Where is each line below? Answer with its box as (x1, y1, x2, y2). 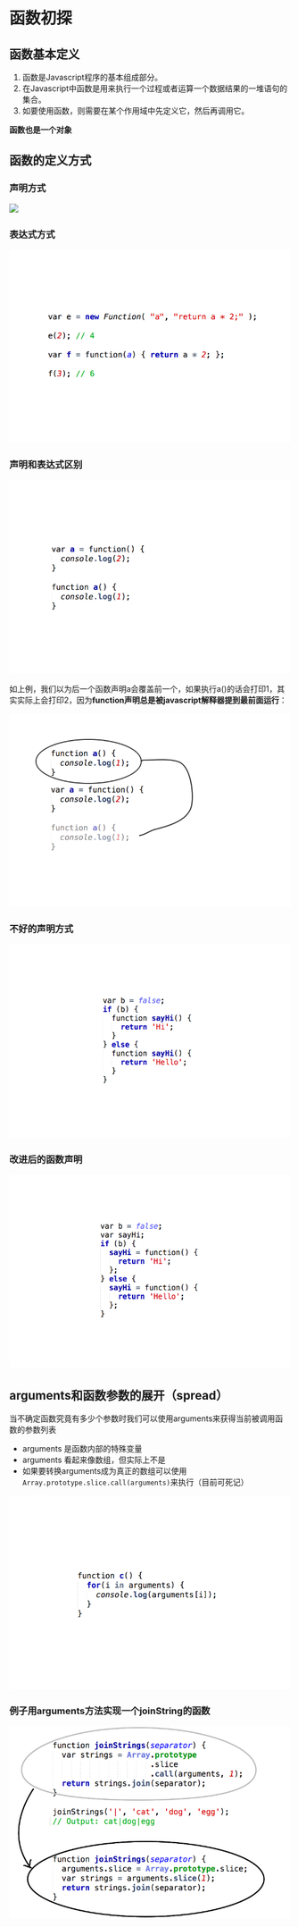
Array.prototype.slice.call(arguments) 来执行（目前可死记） (21, 1477, 249, 1488)
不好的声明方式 (9, 922, 74, 935)
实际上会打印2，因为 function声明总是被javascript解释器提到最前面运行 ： (16, 694, 287, 706)
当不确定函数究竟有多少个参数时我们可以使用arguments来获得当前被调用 (9, 1413, 276, 1424)
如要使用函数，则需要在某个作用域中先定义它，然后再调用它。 (21, 105, 250, 116)
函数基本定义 (9, 46, 80, 62)
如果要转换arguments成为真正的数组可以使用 (21, 1466, 187, 1477)
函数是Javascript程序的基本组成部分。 (21, 72, 163, 82)
